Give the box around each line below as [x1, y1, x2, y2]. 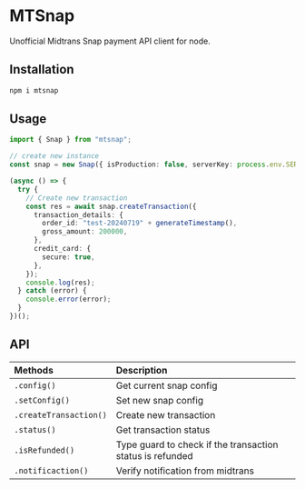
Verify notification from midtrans [115, 464, 254, 477]
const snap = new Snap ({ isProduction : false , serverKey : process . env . [9, 160, 286, 169]
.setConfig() [14, 394, 71, 405]
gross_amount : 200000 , [42, 227, 128, 236]
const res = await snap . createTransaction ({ [25, 202, 197, 211]
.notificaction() [14, 465, 89, 475]
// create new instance [9, 152, 100, 161]
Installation [9, 62, 74, 77]
